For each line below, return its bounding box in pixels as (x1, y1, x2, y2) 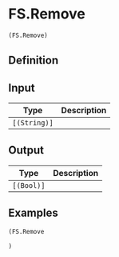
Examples (8, 206, 58, 220)
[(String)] (12, 118, 54, 128)
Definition (8, 54, 58, 67)
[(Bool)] (12, 181, 46, 190)
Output (8, 144, 44, 157)
